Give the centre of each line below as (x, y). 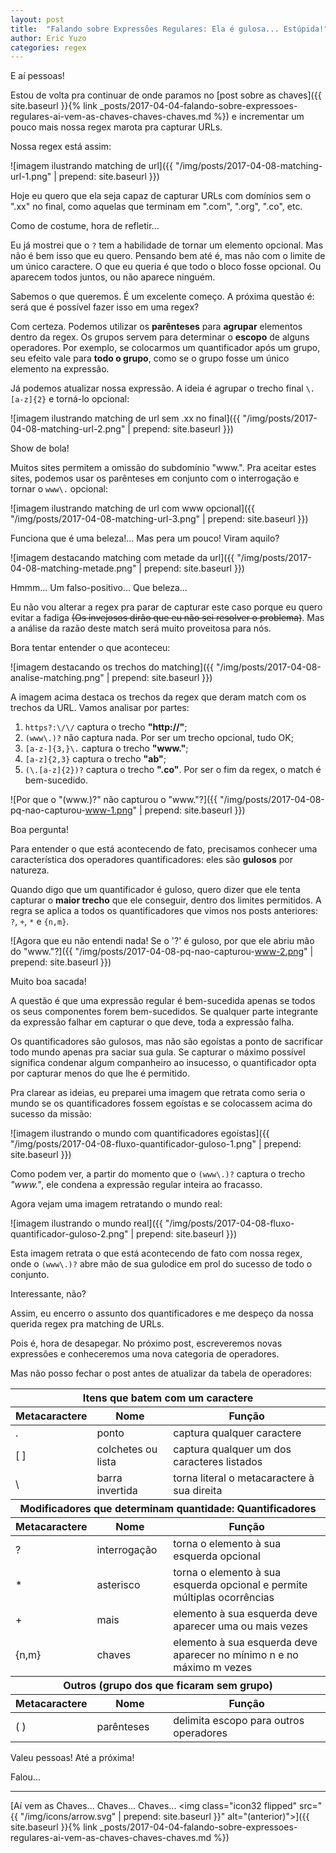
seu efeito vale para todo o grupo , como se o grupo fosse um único (150, 358)
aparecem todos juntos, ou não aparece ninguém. (113, 277)
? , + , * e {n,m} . (40, 922)
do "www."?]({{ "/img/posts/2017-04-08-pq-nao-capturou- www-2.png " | (162, 952)
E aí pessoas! (37, 76)
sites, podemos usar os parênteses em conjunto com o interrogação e (155, 478)
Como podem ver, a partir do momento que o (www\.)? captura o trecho (158, 1174)
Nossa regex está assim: (61, 147)
